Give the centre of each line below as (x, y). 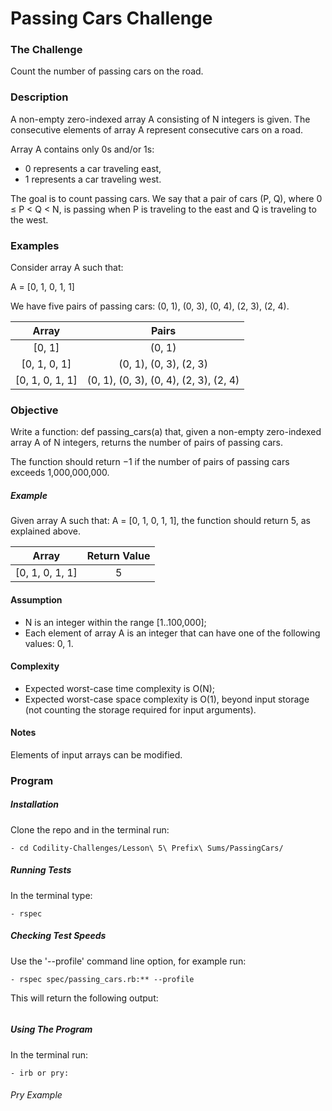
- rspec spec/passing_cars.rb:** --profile (102, 979)
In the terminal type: (51, 895)
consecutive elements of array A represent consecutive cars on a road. (157, 129)
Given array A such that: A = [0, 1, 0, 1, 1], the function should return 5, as (160, 521)
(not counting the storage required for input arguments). (140, 709)
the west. (29, 219)
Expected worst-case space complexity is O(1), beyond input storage (167, 699)
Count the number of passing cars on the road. (107, 71)
